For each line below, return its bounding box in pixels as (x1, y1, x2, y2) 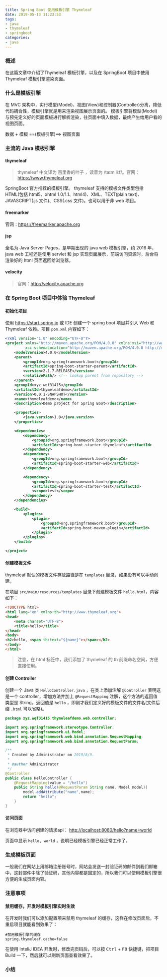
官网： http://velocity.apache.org (17, 281, 83, 287)
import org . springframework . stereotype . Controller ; (5, 725, 114, 730)
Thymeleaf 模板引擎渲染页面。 (5, 76, 68, 82)
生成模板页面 (5, 851, 36, 858)
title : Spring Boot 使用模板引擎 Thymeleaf (5, 7, 92, 12)
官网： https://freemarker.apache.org (5, 221, 81, 227)
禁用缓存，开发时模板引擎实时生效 (5, 903, 75, 909)
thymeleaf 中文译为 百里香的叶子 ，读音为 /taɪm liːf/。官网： (17, 169, 140, 175)
